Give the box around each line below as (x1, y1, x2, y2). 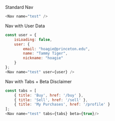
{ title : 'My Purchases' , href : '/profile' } (14, 102, 111, 107)
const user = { (5, 32, 37, 37)
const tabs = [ (5, 88, 37, 93)
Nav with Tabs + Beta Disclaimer (5, 78, 72, 84)
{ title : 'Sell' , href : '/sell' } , (14, 97, 88, 103)
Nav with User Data (5, 22, 45, 29)
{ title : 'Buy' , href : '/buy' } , (14, 93, 84, 98)
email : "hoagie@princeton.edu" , (23, 46, 91, 51)
